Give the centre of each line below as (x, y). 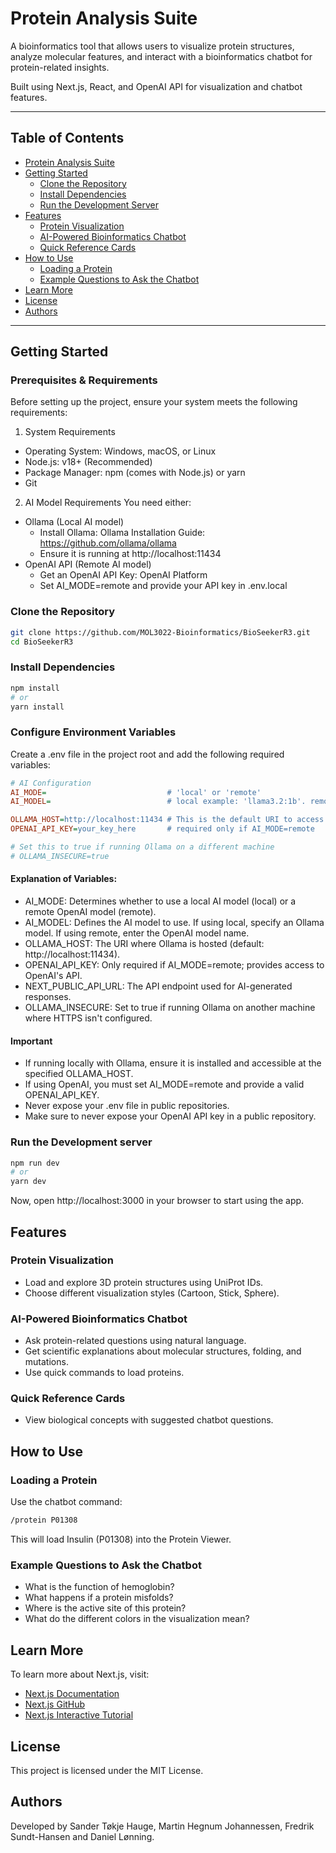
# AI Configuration (51, 783)
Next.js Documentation (72, 1694)
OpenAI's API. (53, 976)
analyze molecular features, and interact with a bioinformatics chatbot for (161, 56)
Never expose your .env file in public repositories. (127, 1106)
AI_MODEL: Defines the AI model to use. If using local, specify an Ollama (174, 923)
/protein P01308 (44, 1520)
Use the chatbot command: (66, 1502)
